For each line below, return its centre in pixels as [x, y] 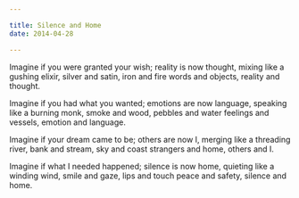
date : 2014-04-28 [42, 33]
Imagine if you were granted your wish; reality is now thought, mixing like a [147, 67]
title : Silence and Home [55, 25]
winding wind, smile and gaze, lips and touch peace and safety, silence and [148, 176]
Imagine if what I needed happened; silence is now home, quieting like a [142, 166]
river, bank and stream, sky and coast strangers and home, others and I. [142, 149]
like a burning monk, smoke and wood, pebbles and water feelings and [139, 112]
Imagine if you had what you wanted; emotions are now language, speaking [148, 103]
